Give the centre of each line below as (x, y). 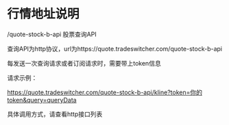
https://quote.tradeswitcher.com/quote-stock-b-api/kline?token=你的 (105, 92)
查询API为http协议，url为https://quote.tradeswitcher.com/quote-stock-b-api (115, 48)
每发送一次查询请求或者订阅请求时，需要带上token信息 (84, 63)
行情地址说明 (44, 14)
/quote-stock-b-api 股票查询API (52, 34)
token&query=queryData (42, 100)
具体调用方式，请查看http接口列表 (55, 114)
